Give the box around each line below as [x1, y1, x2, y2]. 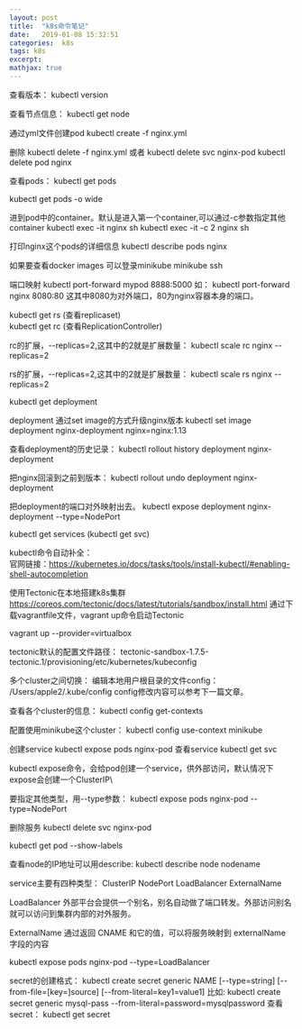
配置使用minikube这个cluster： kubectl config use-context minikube [9, 724, 263, 735]
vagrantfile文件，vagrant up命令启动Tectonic [16, 609, 185, 620]
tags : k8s [9, 47, 47, 56]
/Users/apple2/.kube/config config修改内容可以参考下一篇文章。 [9, 686, 249, 697]
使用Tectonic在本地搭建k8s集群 [9, 587, 126, 597]
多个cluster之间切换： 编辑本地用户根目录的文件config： [9, 675, 219, 686]
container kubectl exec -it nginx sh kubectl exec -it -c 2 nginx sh [9, 222, 250, 232]
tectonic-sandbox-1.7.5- [120, 646, 209, 657]
